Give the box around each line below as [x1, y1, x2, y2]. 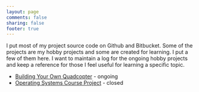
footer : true [6, 25, 39, 32]
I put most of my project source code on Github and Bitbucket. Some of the [6, 42, 193, 49]
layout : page [6, 8, 39, 15]
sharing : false [6, 20, 45, 26]
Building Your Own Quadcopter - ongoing [14, 73, 118, 80]
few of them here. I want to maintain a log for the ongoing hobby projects [6, 55, 188, 62]
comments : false [6, 14, 47, 20]
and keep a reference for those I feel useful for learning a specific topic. [6, 61, 185, 69]
